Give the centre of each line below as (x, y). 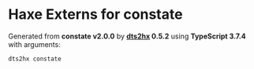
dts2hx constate (35, 59)
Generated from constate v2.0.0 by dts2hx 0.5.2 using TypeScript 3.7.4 (127, 36)
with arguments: (34, 44)
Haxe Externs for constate (95, 15)
